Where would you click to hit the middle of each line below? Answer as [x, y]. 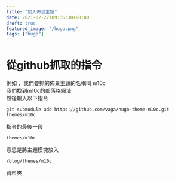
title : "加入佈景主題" [32, 12]
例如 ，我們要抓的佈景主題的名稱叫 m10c [56, 83]
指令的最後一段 [24, 127]
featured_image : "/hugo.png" [42, 28]
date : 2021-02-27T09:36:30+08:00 [48, 17]
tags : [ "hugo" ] [25, 34]
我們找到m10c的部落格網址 [39, 91]
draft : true [21, 23]
